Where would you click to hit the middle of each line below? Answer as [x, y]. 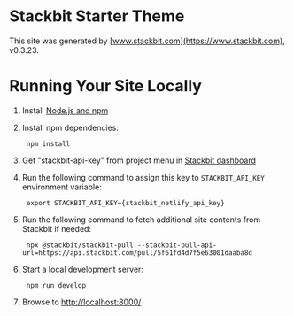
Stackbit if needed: [56, 228]
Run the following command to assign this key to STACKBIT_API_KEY [143, 177]
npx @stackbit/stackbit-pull [80, 245]
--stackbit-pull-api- [177, 245]
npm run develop [56, 285]
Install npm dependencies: [70, 127]
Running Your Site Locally [105, 86]
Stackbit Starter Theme [97, 16]
